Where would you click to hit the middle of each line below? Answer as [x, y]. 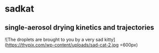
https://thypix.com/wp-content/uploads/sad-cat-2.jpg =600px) [72, 45]
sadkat [19, 9]
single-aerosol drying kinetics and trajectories [79, 28]
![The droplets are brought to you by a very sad [54, 39]
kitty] [110, 39]
